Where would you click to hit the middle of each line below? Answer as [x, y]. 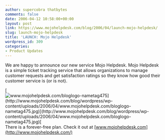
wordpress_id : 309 [24, 42]
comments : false [22, 14]
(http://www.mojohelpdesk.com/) [39, 132]
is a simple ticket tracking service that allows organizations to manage [77, 70]
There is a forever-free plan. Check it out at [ [51, 127]
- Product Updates [24, 51]
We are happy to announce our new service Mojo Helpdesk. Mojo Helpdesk [82, 65]
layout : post [19, 23]
